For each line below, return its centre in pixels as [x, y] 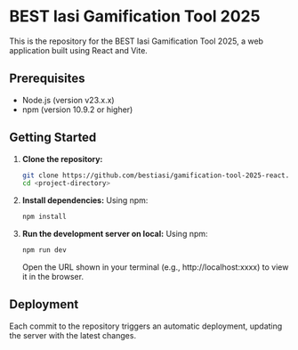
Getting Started [53, 138]
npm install [44, 217]
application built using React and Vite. [79, 50]
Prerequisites [47, 79]
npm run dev [44, 250]
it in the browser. [53, 277]
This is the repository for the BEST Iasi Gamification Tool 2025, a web [137, 41]
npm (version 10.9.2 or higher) [77, 110]
